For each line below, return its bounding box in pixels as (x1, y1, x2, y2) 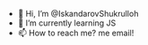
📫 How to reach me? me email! (17, 27, 135, 38)
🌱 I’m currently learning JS (17, 18, 117, 28)
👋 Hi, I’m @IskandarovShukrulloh (17, 9, 139, 19)
